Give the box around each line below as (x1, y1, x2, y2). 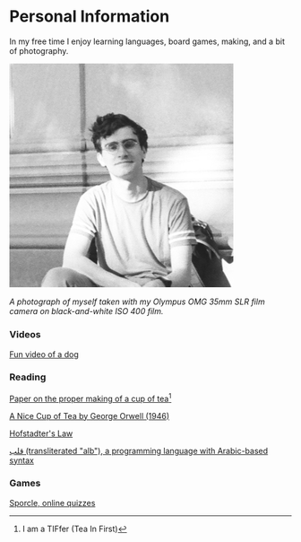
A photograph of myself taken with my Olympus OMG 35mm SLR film (9, 296, 266, 307)
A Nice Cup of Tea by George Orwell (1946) (9, 410, 170, 421)
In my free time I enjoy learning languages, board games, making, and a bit (9, 36, 285, 47)
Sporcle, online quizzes (9, 497, 96, 508)
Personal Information (9, 6, 170, 27)
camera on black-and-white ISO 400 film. (9, 306, 164, 317)
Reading (9, 371, 47, 383)
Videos (9, 328, 41, 341)
